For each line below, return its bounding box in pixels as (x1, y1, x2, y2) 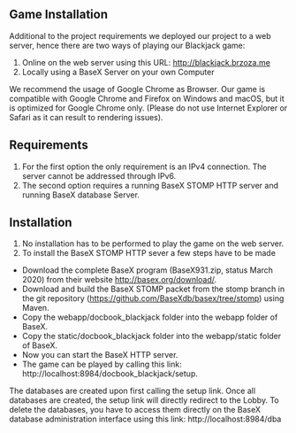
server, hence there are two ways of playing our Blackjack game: (9, 40, 246, 50)
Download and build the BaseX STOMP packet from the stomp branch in (21, 283, 285, 295)
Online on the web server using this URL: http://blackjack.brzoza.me (21, 57, 271, 67)
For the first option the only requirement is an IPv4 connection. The (21, 161, 267, 172)
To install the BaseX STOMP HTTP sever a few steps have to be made (21, 248, 277, 259)
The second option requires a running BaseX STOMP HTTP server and (21, 180, 279, 190)
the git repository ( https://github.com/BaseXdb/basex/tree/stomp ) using (21, 293, 285, 304)
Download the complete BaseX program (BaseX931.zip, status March (21, 265, 274, 275)
